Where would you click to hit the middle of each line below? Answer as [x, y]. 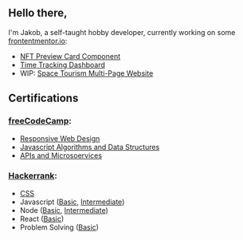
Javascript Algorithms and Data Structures [90, 147]
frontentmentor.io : [38, 41]
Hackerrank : [33, 176]
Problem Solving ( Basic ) [59, 227]
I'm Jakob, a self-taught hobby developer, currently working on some [122, 32]
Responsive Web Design [60, 138]
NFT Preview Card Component [70, 56]
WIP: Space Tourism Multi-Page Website [86, 73]
